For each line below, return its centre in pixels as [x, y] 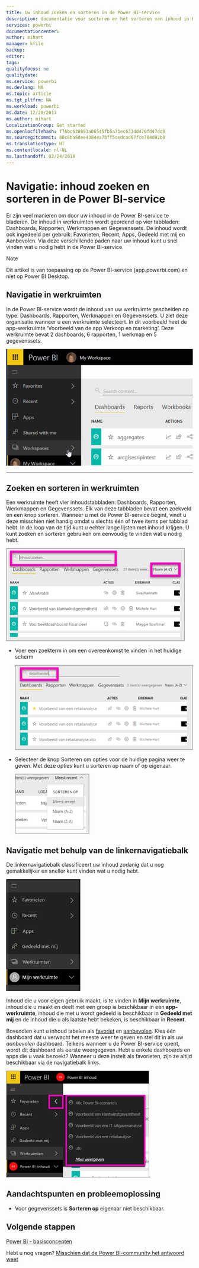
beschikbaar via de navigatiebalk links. [53, 1063]
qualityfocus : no [28, 69]
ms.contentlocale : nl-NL [37, 150]
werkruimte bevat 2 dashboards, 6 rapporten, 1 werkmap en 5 [81, 334]
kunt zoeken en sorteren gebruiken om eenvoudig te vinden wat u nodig [94, 534]
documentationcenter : [33, 31]
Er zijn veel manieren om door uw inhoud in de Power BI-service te [88, 215]
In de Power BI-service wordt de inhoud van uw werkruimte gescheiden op [98, 309]
